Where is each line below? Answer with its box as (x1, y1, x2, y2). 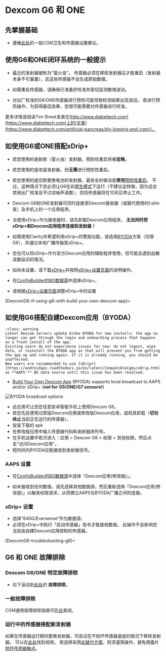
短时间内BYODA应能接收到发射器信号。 (12, 447, 92, 453)
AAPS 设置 (5, 461, 31, 468)
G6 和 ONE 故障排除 (5, 553, 66, 562)
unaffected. (5, 357, 30, 362)
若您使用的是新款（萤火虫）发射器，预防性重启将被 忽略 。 (12, 156, 129, 162)
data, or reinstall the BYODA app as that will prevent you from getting (5, 349, 161, 353)
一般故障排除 (5, 595, 36, 602)
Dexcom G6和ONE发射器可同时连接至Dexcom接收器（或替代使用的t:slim (12, 200, 160, 206)
